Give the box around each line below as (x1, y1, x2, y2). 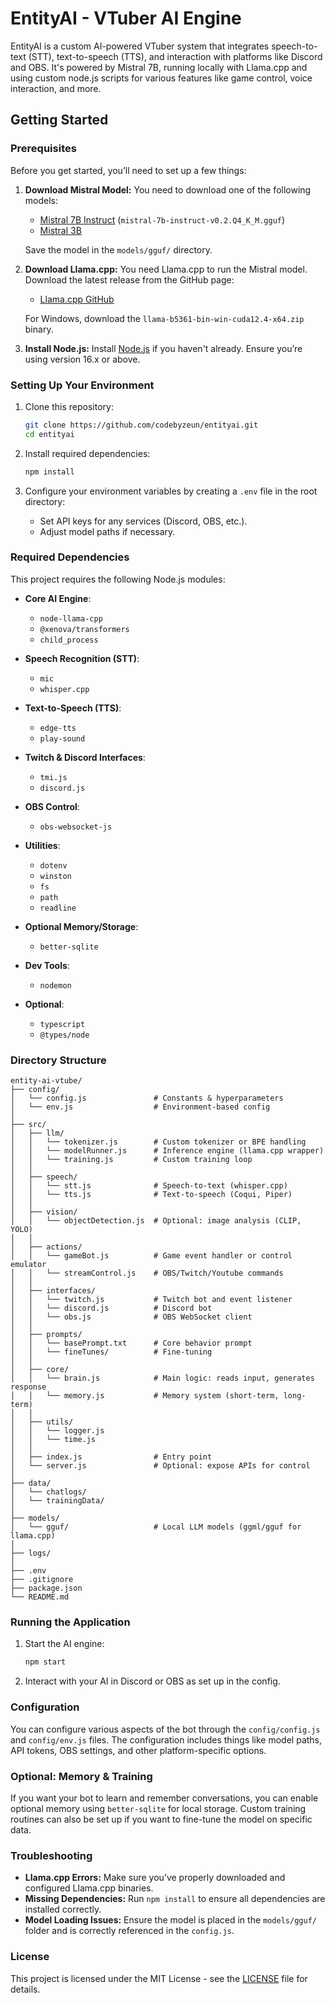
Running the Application (10, 1615, 131, 1629)
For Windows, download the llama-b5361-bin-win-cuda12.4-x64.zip (24, 312, 305, 324)
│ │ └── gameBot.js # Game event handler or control (10, 1251, 293, 1261)
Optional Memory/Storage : (24, 920, 139, 932)
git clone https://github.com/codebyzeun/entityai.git (24, 420, 259, 430)
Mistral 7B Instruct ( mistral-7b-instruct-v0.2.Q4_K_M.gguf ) (39, 213, 286, 226)
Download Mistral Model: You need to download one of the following (24, 183, 312, 196)
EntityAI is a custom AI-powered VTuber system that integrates (10, 40, 270, 52)
